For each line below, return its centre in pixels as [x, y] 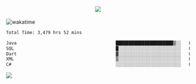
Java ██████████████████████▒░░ [94, 43]
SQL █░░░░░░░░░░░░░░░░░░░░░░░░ [94, 48]
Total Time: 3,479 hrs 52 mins [44, 32]
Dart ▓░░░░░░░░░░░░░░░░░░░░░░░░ [94, 54]
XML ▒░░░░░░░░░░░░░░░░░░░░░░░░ [94, 59]
